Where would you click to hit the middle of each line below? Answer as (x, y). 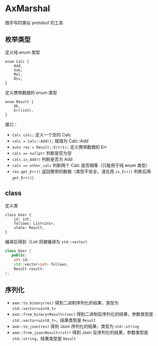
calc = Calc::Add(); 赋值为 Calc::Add (50, 141)
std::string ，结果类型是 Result (44, 338)
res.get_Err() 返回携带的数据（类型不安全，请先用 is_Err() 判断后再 (81, 171)
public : (19, 255)
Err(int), (24, 110)
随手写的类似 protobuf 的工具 (34, 22)
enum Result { (19, 102)
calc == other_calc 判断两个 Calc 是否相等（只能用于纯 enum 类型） (81, 165)
